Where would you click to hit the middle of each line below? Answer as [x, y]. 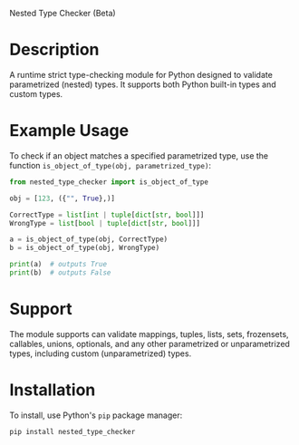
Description [54, 50]
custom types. [36, 93]
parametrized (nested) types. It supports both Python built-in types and [143, 84]
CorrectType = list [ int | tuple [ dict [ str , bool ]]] [107, 215]
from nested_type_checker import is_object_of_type [109, 182]
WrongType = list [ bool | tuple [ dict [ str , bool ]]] [105, 223]
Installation [53, 390]
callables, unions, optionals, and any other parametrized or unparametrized [149, 343]
